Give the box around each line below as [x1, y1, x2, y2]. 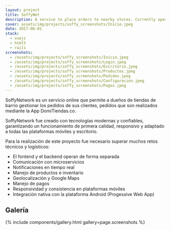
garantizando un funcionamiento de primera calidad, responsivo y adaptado [5, 123, 164, 129]
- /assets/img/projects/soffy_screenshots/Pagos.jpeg [10, 83, 126, 88]
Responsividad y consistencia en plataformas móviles [12, 186, 126, 192]
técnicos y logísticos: [5, 143, 50, 150]
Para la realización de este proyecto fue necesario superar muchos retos [5, 138, 158, 144]
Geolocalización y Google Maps [12, 175, 80, 181]
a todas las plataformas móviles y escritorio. [5, 128, 98, 135]
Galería [5, 206, 29, 215]
